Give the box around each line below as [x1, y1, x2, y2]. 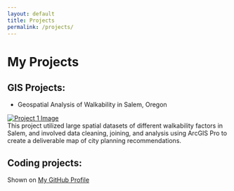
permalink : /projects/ [7, 23, 74, 30]
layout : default [7, 10, 55, 18]
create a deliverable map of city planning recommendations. [7, 137, 181, 145]
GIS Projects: [7, 82, 65, 94]
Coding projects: [7, 156, 82, 169]
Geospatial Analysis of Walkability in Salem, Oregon [17, 100, 167, 109]
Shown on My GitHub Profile [7, 175, 90, 184]
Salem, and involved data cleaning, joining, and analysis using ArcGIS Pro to [7, 129, 227, 137]
